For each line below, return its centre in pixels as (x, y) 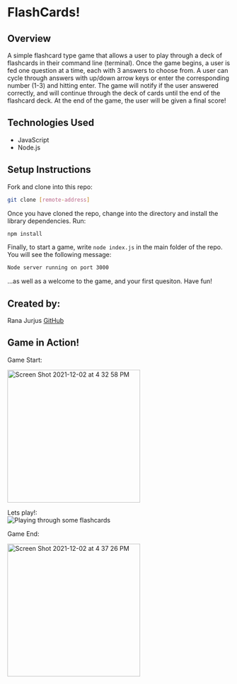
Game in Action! (44, 343)
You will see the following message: (59, 255)
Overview (29, 39)
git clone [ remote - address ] (49, 200)
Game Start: (25, 360)
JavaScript (33, 139)
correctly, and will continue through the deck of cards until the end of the (114, 93)
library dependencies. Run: (47, 221)
